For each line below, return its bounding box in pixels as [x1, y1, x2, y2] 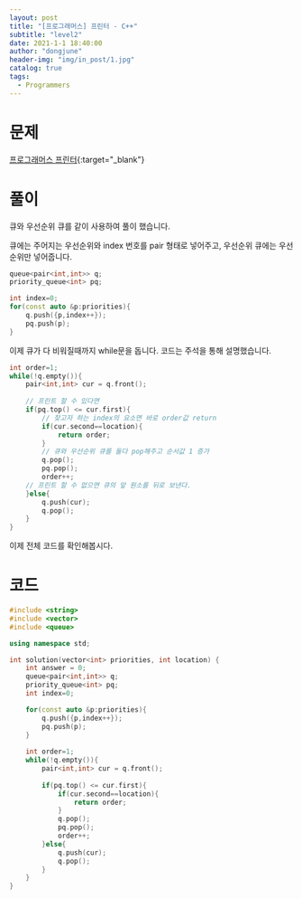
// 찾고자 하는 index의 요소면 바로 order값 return [41, 413, 217, 422]
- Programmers [17, 80, 70, 90]
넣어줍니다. [32, 251, 73, 262]
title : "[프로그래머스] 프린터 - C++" [9, 22, 138, 31]
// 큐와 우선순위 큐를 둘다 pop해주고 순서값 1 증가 [41, 447, 210, 457]
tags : [9, 72, 30, 81]
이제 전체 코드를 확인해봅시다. [9, 540, 114, 552]
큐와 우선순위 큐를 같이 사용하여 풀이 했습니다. [9, 221, 171, 232]
